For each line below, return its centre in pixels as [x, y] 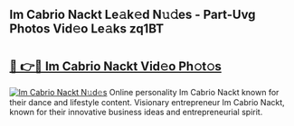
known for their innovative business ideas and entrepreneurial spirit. [136, 112]
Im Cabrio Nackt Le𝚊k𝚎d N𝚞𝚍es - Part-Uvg [133, 15]
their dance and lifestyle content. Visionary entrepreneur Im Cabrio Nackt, [147, 102]
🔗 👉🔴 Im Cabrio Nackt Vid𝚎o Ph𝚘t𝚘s [115, 66]
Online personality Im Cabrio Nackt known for [194, 92]
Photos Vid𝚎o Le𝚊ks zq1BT [87, 29]
